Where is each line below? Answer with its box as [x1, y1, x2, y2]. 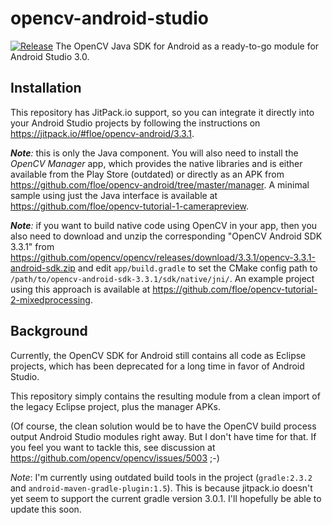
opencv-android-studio [10, 7, 210, 30]
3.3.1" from [10, 240, 55, 252]
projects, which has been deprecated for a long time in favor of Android [10, 360, 305, 372]
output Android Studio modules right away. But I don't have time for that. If [10, 430, 317, 442]
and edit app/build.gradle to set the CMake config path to [77, 262, 318, 274]
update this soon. [10, 503, 82, 515]
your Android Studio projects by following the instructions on [10, 117, 261, 129]
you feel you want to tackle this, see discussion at [10, 441, 216, 453]
